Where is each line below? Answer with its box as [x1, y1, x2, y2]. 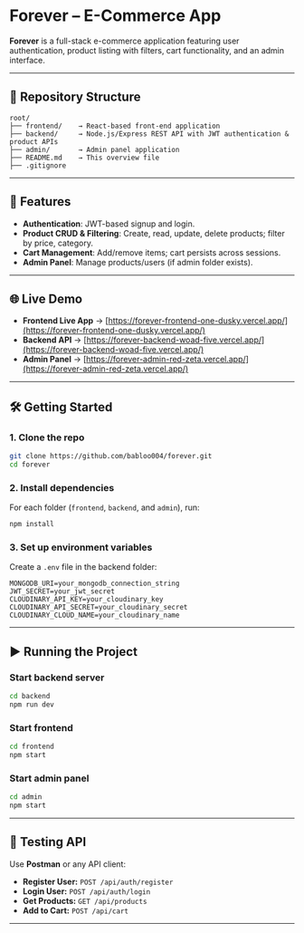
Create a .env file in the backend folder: [9, 562, 157, 572]
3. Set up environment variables [9, 541, 153, 553]
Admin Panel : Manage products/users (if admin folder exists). [22, 256, 253, 267]
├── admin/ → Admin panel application [9, 145, 180, 154]
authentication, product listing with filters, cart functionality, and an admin [9, 44, 285, 55]
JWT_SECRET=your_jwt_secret [9, 587, 116, 596]
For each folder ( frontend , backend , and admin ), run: [9, 502, 201, 513]
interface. [9, 54, 45, 65]
